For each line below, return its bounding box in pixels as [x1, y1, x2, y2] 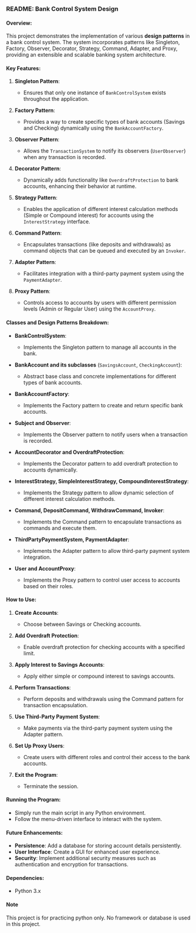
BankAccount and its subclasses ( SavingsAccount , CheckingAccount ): [14, 361, 183, 368]
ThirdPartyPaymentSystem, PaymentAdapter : [14, 536, 130, 543]
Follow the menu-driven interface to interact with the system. [14, 815, 163, 822]
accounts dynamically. [23, 466, 78, 473]
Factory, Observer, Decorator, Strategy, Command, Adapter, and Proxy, [6, 45, 178, 52]
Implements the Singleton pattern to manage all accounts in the [23, 344, 177, 351]
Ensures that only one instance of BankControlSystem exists [23, 89, 166, 96]
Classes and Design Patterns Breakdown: [6, 319, 109, 326]
